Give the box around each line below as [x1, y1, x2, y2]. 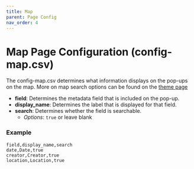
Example [6, 128, 32, 136]
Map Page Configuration [6, 45, 129, 58]
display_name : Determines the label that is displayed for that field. [14, 101, 177, 108]
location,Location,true [6, 157, 65, 163]
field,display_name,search [6, 142, 73, 148]
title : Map [6, 8, 33, 15]
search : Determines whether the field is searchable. [14, 108, 142, 115]
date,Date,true [6, 147, 44, 153]
